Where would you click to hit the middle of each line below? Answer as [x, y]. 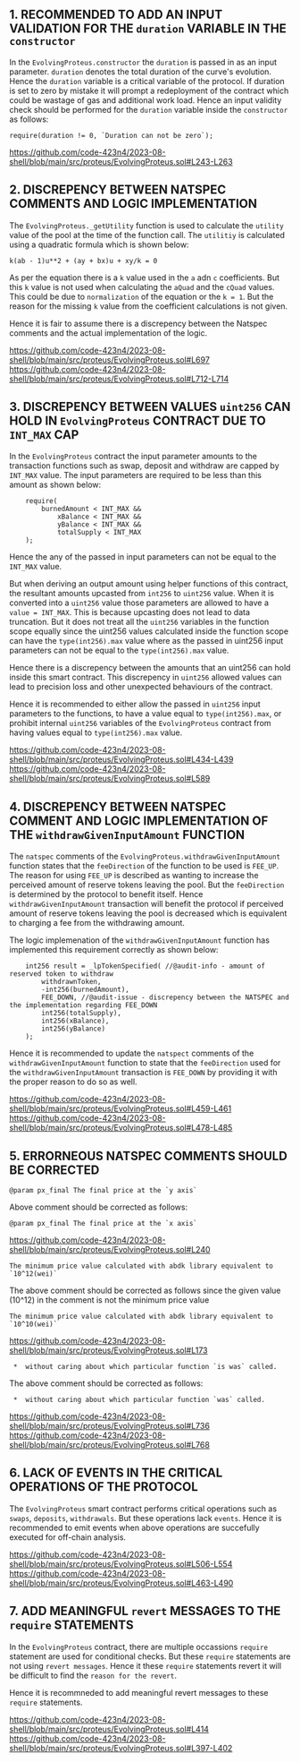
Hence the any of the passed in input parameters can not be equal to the [143, 557]
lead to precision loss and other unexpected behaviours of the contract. [141, 687]
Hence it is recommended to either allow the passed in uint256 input [135, 704]
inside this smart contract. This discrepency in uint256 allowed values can [146, 677]
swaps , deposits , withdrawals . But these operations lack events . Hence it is [146, 1518]
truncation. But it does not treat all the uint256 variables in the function [139, 622]
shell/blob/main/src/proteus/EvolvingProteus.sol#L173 [108, 1350]
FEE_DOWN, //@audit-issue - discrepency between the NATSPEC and [166, 997]
